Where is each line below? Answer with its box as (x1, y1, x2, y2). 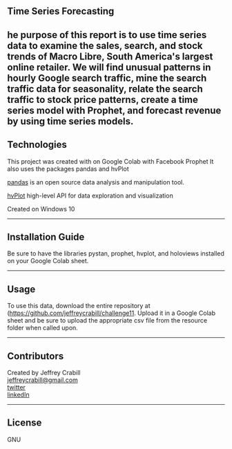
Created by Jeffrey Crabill (7, 369, 81, 377)
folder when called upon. (7, 324, 78, 332)
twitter (7, 383, 26, 392)
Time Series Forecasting (7, 6, 115, 17)
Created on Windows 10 (7, 204, 75, 213)
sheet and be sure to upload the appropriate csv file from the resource (7, 316, 208, 325)
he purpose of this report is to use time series (7, 29, 207, 41)
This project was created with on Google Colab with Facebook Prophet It (7, 157, 214, 165)
